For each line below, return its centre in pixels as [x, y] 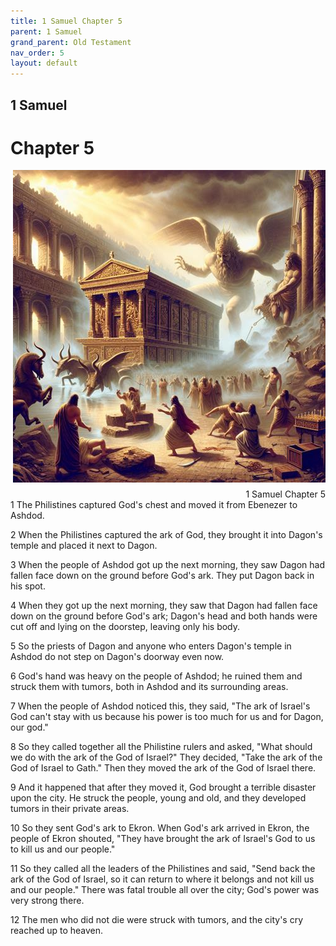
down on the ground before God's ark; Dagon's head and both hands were [164, 616]
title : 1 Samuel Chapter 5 [66, 21]
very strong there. [47, 901]
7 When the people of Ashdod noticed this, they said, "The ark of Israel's [160, 706]
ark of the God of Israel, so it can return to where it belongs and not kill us [162, 879]
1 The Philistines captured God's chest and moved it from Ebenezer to [154, 505]
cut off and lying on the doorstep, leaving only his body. [125, 627]
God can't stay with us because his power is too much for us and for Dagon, [167, 717]
